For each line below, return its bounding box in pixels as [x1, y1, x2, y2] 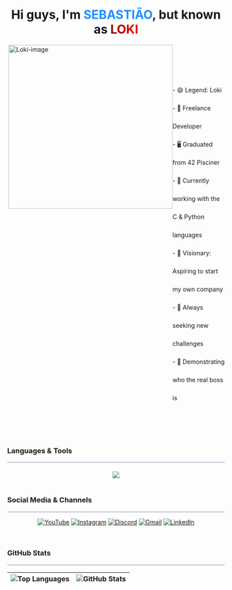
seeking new [172, 321, 209, 329]
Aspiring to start [172, 266, 219, 275]
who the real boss [172, 375, 224, 384]
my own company [172, 285, 223, 293]
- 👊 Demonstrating [172, 357, 225, 366]
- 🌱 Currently [172, 176, 209, 184]
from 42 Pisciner [172, 158, 220, 166]
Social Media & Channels [7, 495, 93, 505]
